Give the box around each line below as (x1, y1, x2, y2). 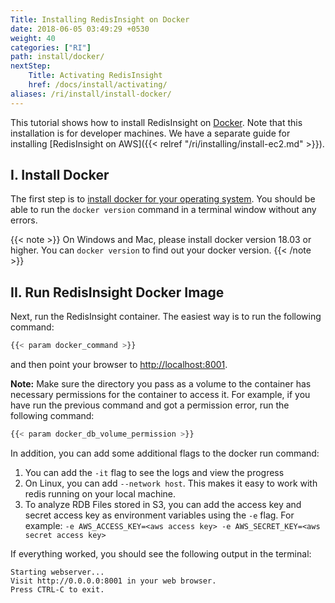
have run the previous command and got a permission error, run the (10, 399, 290, 411)
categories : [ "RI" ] (10, 42, 92, 53)
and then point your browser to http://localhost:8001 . (10, 359, 228, 371)
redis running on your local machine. (24, 488, 177, 500)
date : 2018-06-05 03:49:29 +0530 (10, 24, 150, 34)
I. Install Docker (10, 167, 110, 184)
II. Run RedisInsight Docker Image (10, 284, 225, 301)
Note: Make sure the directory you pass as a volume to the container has (10, 378, 312, 390)
